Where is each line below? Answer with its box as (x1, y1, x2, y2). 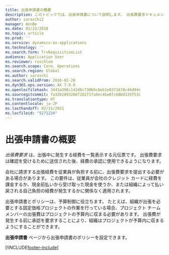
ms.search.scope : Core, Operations (5, 64, 80, 69)
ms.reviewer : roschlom (5, 59, 53, 64)
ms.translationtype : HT (5, 96, 55, 101)
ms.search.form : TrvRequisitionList (5, 49, 82, 55)
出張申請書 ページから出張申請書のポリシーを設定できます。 (5, 234, 130, 240)
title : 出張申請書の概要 (5, 7, 51, 13)
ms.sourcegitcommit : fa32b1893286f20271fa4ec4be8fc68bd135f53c (5, 92, 141, 97)
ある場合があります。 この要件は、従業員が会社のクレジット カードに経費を (5, 175, 162, 181)
